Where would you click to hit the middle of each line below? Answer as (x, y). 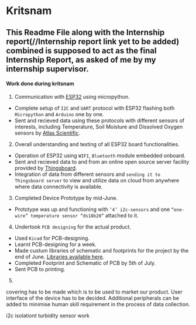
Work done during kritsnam (40, 84)
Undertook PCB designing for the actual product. (73, 227)
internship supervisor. (47, 69)
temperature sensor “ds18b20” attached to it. (84, 215)
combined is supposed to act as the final (81, 51)
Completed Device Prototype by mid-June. (66, 198)
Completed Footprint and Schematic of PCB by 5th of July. (85, 263)
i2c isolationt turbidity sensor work (48, 315)
